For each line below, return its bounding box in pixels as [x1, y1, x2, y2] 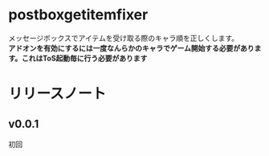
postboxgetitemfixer [8, 6, 149, 24]
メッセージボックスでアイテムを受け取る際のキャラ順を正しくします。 [8, 33, 239, 43]
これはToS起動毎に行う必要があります [21, 53, 148, 63]
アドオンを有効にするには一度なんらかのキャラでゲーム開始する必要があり [8, 43, 255, 53]
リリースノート [8, 84, 107, 103]
